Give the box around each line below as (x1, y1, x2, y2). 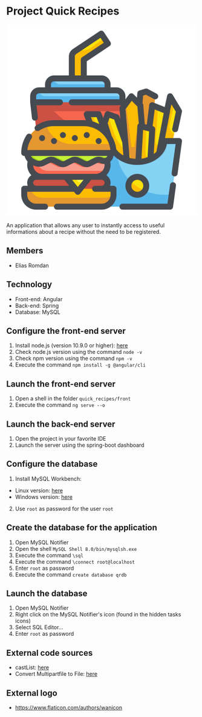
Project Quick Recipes (6, 4, 120, 18)
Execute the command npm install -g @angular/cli (15, 361, 146, 369)
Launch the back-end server (6, 419, 116, 429)
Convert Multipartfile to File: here (15, 670, 98, 678)
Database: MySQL (15, 308, 60, 316)
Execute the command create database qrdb (15, 571, 127, 578)
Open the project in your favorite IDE (15, 435, 106, 442)
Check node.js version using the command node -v (15, 348, 143, 356)
